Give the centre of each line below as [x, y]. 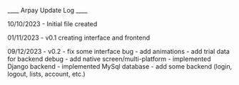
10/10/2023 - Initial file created [52, 24]
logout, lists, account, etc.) [46, 74]
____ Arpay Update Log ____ [47, 10]
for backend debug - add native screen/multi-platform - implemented [110, 59]
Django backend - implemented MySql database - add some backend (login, [120, 66]
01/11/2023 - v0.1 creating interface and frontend [79, 38]
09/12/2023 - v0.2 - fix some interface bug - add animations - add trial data [119, 51]
